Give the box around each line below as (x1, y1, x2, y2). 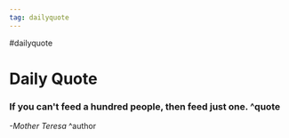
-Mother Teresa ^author (9, 121, 96, 132)
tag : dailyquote (9, 12, 69, 22)
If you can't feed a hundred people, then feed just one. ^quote (9, 100, 281, 112)
